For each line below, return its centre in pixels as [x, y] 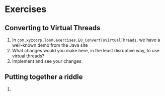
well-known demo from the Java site [50, 45]
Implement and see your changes [47, 61]
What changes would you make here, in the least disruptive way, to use [86, 51]
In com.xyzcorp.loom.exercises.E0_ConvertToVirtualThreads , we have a [86, 40]
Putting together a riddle [44, 77]
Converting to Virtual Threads [53, 28]
